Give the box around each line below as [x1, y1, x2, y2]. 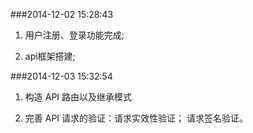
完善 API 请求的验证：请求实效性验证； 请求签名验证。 [24, 112, 248, 124]
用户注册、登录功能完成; [24, 29, 125, 41]
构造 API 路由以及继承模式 [24, 91, 133, 103]
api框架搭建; [24, 50, 76, 62]
